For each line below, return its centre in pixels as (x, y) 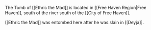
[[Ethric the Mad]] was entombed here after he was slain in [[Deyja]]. (75, 22)
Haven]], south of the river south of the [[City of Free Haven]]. (68, 13)
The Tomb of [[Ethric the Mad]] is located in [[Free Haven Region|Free (76, 8)
